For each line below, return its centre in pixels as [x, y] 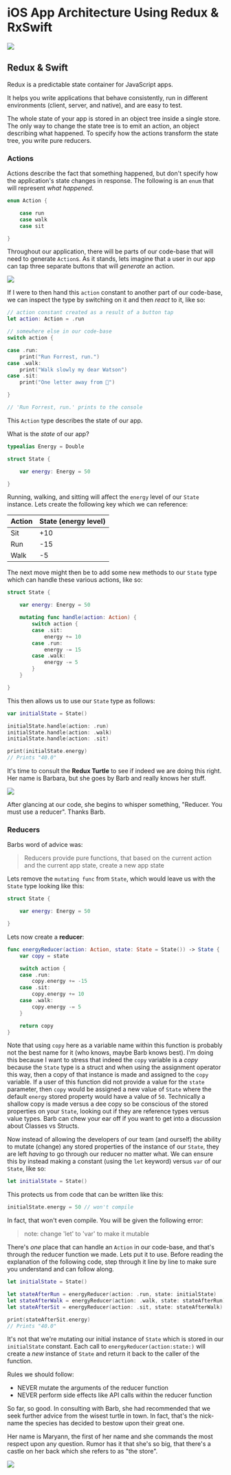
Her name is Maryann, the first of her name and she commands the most [110, 1436]
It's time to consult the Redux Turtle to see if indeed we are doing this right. [114, 771]
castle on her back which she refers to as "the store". [82, 1452]
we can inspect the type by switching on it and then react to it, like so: [106, 300]
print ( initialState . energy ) [47, 751]
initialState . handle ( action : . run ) [58, 726]
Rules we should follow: [41, 1374]
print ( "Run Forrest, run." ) [59, 357]
